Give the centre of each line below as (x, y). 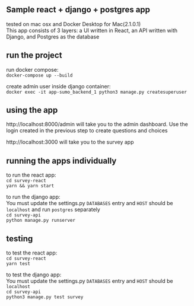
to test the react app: (32, 253)
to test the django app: (34, 275)
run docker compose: (32, 69)
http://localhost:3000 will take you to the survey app (70, 142)
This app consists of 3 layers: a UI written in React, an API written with (92, 30)
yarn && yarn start (30, 186)
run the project (34, 55)
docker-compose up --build (39, 75)
